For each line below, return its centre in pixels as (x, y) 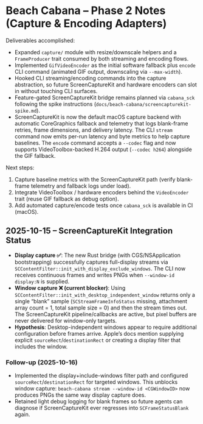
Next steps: (20, 168)
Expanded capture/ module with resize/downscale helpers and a (95, 52)
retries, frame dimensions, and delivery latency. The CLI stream (93, 130)
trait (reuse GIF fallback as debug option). (67, 199)
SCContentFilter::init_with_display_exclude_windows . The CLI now (100, 268)
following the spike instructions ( (55, 104)
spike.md (26, 111)
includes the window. (41, 346)
